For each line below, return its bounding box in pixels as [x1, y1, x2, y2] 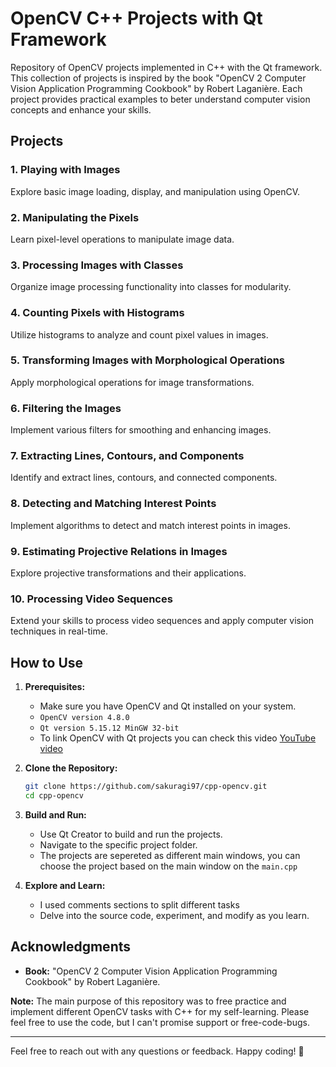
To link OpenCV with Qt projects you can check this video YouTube [39, 732, 317, 744]
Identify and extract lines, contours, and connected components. [10, 472, 278, 484]
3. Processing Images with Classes [10, 258, 184, 272]
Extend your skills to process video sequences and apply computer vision [10, 615, 315, 627]
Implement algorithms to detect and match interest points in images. [10, 519, 291, 531]
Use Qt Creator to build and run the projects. [39, 828, 223, 840]
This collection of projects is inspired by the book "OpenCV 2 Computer [10, 72, 307, 84]
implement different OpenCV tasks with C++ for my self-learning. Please [10, 1005, 310, 1017]
